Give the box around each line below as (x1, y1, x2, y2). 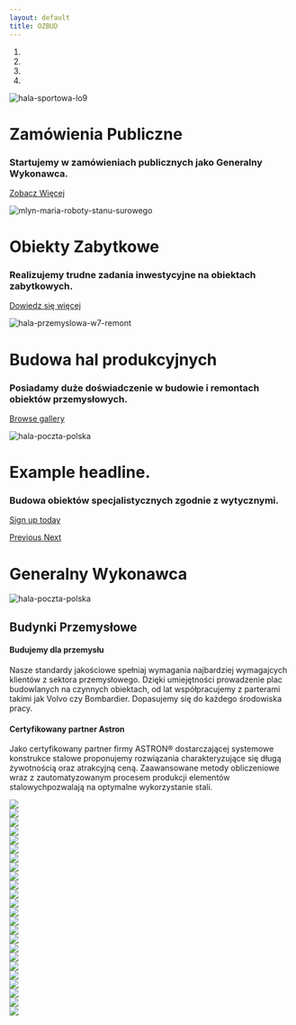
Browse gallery (9, 413, 66, 424)
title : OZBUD (9, 22, 58, 31)
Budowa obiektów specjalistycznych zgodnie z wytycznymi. (9, 494, 279, 507)
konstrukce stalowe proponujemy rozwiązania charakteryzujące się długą (9, 753, 282, 764)
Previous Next (9, 532, 62, 543)
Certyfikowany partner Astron (9, 724, 125, 734)
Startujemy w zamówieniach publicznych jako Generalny (9, 156, 263, 168)
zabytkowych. (9, 280, 74, 292)
